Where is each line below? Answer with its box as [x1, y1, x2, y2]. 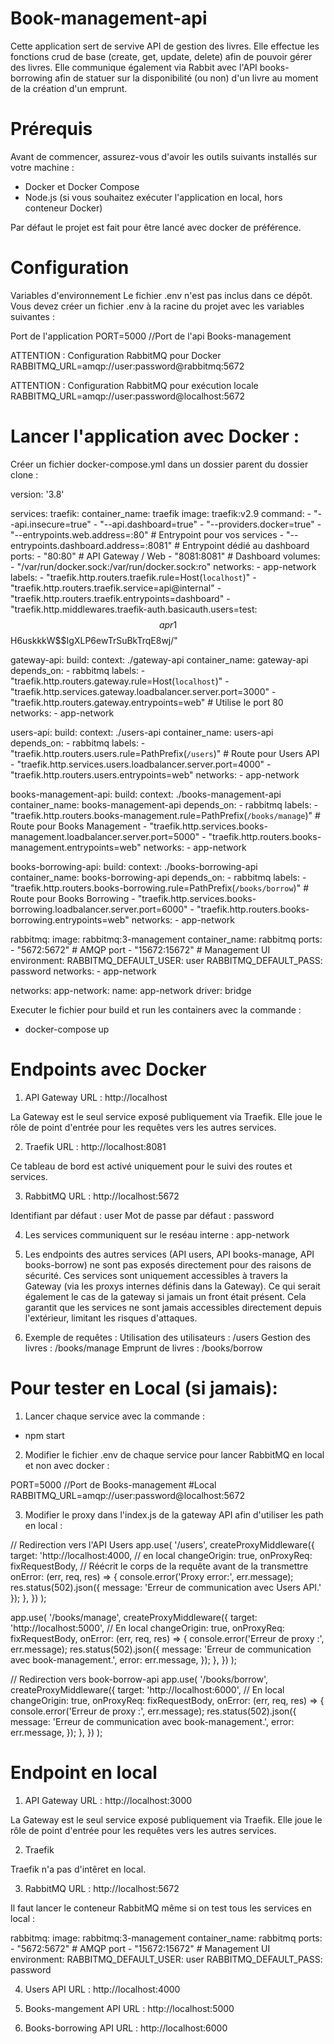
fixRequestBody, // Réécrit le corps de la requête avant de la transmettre [10, 1560, 309, 1572]
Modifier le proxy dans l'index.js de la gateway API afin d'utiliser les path [24, 1508, 324, 1521]
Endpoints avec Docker [10, 1058, 207, 1081]
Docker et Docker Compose [24, 180, 140, 192]
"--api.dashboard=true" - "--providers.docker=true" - [99, 518, 322, 530]
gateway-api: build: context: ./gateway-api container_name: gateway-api [10, 653, 309, 666]
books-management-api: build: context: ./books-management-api [10, 788, 282, 800]
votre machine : [10, 161, 75, 173]
